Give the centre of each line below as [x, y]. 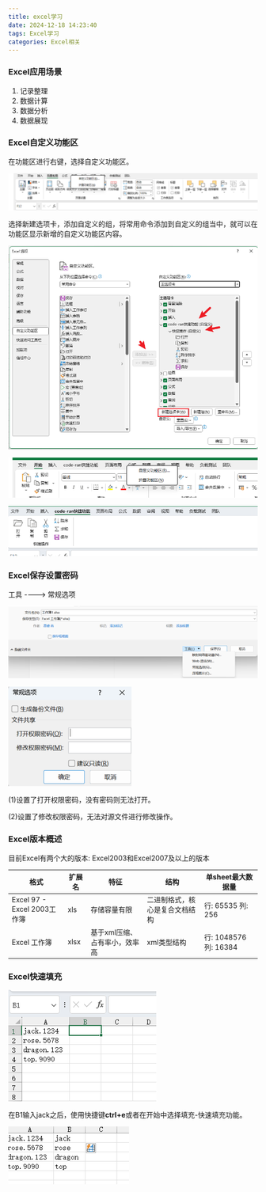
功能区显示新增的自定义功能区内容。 [67, 233]
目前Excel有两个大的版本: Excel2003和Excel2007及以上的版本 [109, 858]
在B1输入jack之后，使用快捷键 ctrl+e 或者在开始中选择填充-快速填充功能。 [127, 1115]
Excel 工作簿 [32, 942]
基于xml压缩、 [114, 932]
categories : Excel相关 [44, 42]
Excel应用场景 [35, 72]
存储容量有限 [112, 909]
